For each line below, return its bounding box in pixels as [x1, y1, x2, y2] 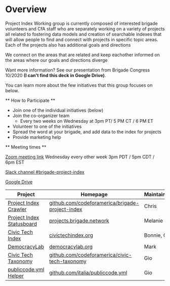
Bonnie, [144, 232, 162, 239]
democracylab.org [49, 243, 93, 250]
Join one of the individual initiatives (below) [12, 107, 104, 113]
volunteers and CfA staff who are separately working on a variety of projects [5, 25, 165, 31]
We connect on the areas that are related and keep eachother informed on [5, 52, 160, 58]
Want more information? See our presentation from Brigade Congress [5, 67, 150, 73]
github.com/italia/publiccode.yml [49, 269, 127, 276]
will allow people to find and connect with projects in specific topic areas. [5, 37, 158, 43]
